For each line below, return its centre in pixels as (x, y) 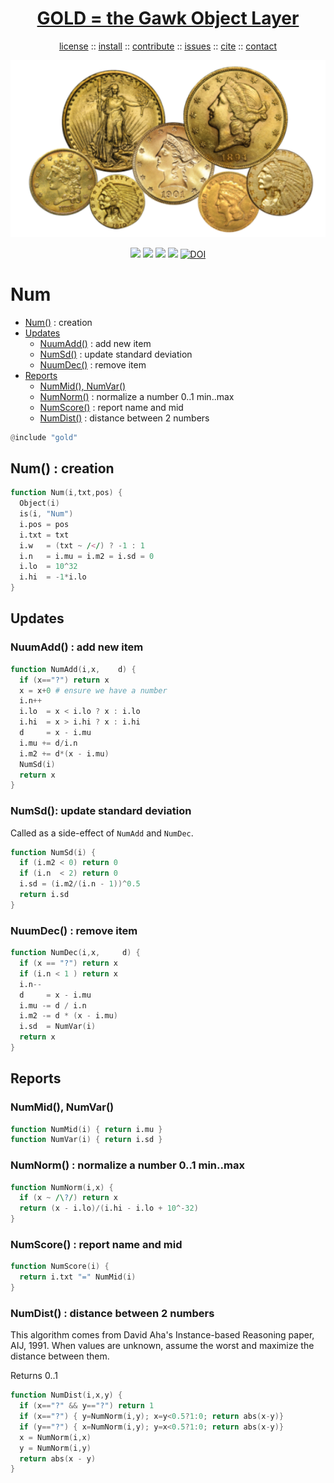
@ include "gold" (44, 437)
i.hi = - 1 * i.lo (53, 577)
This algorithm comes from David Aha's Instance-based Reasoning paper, (162, 1335)
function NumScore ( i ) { (60, 1267)
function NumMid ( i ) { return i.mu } (86, 1129)
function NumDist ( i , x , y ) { (66, 1395)
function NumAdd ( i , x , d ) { (73, 669)
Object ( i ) (39, 503)
